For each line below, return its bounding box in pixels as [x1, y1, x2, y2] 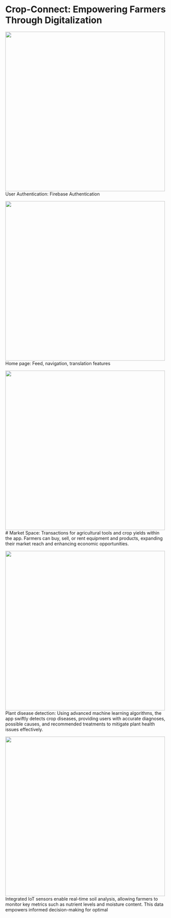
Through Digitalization [5, 14, 102, 26]
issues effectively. [5, 726, 43, 732]
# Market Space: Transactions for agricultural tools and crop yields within [5, 529, 160, 536]
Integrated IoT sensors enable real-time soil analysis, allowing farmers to [5, 896, 158, 902]
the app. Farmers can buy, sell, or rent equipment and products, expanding [5, 535, 163, 541]
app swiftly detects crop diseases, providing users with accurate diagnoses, [5, 715, 165, 721]
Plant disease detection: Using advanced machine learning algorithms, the [5, 710, 162, 716]
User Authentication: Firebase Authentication [5, 190, 100, 197]
